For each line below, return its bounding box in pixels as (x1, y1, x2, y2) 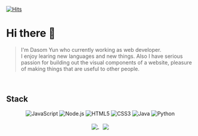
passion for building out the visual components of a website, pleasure (20, 58, 192, 66)
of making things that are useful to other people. (20, 65, 140, 72)
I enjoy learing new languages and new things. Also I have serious (20, 52, 183, 60)
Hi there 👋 (6, 27, 55, 40)
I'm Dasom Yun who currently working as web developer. (20, 46, 162, 53)
